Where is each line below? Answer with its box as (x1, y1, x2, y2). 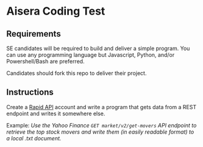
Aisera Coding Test (6, 4, 105, 18)
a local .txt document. (6, 134, 62, 142)
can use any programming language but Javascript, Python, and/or (6, 51, 175, 59)
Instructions (6, 87, 54, 98)
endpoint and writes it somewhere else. (6, 110, 105, 117)
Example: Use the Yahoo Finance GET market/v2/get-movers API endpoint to (6, 121, 197, 129)
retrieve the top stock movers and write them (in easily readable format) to (6, 128, 194, 135)
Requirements (6, 29, 61, 39)
